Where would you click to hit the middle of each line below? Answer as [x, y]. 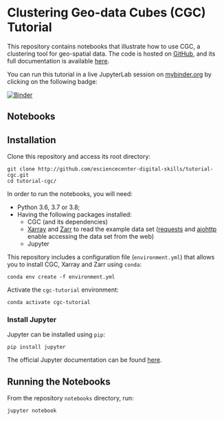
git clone [21, 169]
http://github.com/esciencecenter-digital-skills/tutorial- [125, 169]
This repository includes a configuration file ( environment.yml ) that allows [111, 257]
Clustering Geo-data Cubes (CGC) [107, 13]
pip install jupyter [37, 347]
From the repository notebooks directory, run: [70, 398]
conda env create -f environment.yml [61, 277]
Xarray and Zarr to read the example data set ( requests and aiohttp [122, 229]
